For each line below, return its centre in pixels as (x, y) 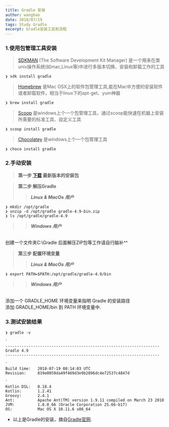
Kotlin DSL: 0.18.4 (29, 387)
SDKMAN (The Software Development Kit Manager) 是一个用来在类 (89, 60)
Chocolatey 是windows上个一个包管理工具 (63, 139)
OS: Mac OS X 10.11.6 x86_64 (48, 410)
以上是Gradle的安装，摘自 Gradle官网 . (52, 419)
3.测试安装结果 (24, 322)
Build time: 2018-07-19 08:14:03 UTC (48, 369)
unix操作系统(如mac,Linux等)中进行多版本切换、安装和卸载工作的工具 (91, 67)
